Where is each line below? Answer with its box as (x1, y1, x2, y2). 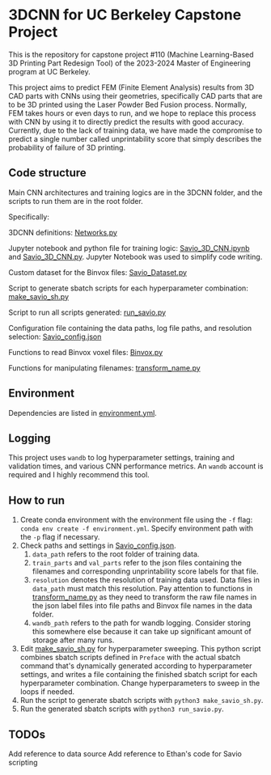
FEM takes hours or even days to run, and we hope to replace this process (8, 108, 256, 118)
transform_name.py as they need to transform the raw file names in (32, 592, 257, 602)
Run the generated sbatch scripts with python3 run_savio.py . (19, 704, 224, 714)
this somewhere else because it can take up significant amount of (32, 627, 252, 637)
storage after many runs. (32, 635, 115, 645)
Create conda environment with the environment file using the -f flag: (19, 515, 253, 525)
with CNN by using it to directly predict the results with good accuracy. (8, 116, 244, 126)
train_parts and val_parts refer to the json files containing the (32, 558, 243, 568)
